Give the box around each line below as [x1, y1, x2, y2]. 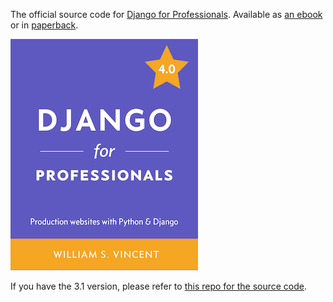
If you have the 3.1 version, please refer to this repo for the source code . [10, 280, 308, 292]
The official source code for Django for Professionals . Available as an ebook [10, 9, 323, 20]
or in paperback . [10, 19, 79, 31]
